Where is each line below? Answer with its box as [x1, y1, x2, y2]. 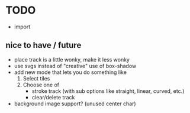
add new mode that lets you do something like [14, 69, 127, 76]
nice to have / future [5, 40, 82, 50]
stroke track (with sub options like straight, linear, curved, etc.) [31, 87, 185, 95]
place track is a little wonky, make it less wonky [14, 56, 130, 63]
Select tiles [22, 75, 50, 82]
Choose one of [22, 81, 60, 88]
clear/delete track [31, 93, 75, 101]
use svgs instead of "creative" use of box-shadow [14, 62, 137, 69]
